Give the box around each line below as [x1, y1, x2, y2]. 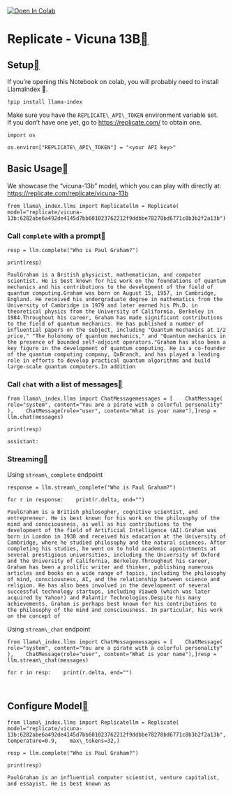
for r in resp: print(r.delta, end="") [7, 669, 133, 676]
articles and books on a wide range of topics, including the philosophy [7, 569, 227, 577]
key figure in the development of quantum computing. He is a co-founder [7, 345, 227, 352]
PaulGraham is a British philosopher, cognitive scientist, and [7, 508, 198, 515]
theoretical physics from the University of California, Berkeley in [7, 308, 214, 315]
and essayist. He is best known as [7, 780, 111, 787]
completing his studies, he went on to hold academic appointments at [7, 545, 217, 552]
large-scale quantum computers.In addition [7, 363, 136, 370]
